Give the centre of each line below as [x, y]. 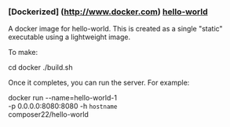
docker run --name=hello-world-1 [63, 98]
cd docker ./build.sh [40, 67]
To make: [23, 53]
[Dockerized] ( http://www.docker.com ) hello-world [108, 12]
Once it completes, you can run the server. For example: [99, 83]
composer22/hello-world [48, 114]
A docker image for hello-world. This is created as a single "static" [115, 29]
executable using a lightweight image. [69, 37]
